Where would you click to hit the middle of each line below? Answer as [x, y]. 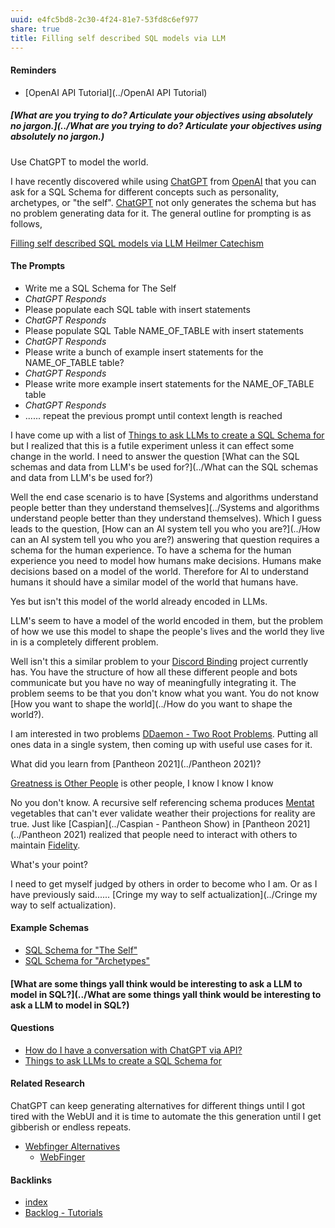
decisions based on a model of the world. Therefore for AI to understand [159, 571]
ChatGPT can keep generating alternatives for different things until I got [157, 1105]
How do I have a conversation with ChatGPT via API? [133, 1050]
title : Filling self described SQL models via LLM [118, 38]
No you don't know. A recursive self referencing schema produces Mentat [162, 802]
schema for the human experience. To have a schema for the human [151, 550]
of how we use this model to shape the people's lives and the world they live [167, 631]
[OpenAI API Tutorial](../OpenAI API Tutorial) [116, 92]
